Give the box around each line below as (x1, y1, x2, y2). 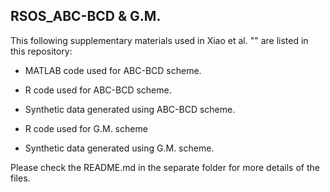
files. (10, 172, 31, 184)
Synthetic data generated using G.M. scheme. (24, 142, 215, 154)
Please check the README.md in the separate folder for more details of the (10, 161, 320, 173)
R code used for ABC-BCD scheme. (24, 84, 172, 96)
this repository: (10, 45, 73, 57)
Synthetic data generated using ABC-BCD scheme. (24, 103, 236, 115)
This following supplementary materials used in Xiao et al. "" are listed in (10, 34, 309, 46)
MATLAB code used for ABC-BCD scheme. (24, 64, 202, 76)
